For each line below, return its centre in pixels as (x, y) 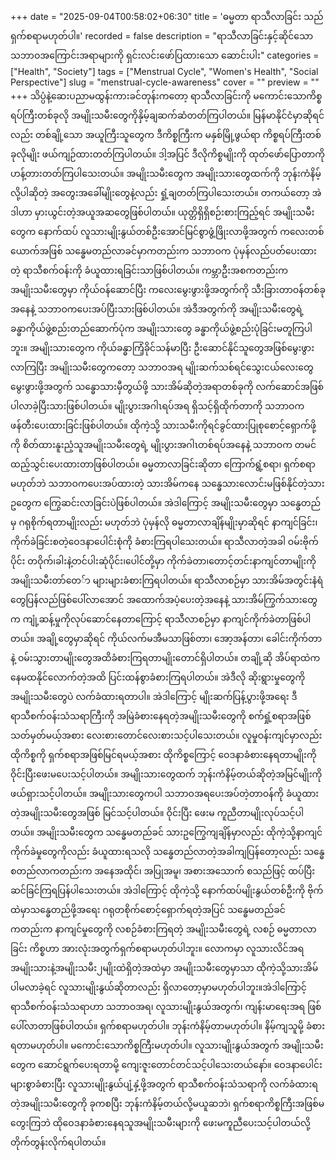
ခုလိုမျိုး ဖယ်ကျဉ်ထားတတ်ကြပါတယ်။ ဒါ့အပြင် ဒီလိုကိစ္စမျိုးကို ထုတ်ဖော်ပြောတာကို (167, 154)
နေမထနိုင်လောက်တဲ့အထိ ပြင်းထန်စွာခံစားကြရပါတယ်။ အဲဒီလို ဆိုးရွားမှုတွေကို (158, 677)
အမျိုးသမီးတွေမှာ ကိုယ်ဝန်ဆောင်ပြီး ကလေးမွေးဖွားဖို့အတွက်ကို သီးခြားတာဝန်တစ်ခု (168, 289)
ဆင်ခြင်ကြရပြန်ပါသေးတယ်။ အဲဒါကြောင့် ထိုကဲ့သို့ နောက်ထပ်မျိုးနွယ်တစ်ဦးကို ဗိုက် (167, 890)
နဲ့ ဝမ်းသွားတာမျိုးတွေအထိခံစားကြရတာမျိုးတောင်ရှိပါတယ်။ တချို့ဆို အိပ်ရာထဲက (165, 657)
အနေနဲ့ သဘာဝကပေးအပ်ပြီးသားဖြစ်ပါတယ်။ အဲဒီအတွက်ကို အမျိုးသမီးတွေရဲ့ (157, 309)
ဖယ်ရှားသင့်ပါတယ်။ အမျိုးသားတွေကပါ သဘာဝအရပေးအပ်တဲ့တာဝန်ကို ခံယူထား (165, 793)
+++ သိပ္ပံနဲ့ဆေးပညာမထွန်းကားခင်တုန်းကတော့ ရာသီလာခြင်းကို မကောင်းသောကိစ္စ (166, 96)
